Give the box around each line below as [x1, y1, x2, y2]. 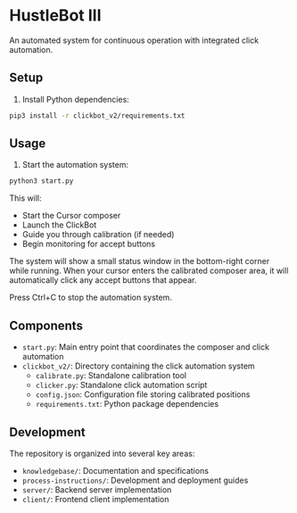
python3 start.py [9, 177, 74, 186]
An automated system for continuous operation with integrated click [9, 35, 260, 46]
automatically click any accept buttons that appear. [9, 275, 197, 285]
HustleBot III [9, 5, 102, 26]
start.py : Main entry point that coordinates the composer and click [21, 342, 270, 352]
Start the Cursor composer [21, 211, 121, 221]
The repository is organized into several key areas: [9, 448, 195, 459]
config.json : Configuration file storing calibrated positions [35, 389, 251, 400]
